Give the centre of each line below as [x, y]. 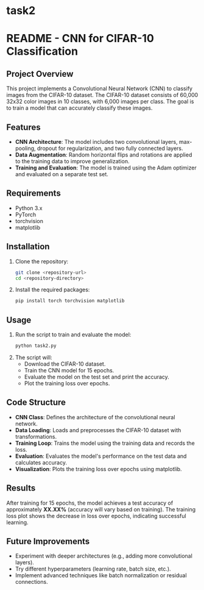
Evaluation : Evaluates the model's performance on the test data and [101, 456]
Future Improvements [48, 541]
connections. [31, 582]
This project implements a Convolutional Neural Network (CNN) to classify [100, 88]
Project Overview [40, 74]
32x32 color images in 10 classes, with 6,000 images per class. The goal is [100, 102]
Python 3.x [29, 208]
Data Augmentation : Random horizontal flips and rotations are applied [104, 155]
